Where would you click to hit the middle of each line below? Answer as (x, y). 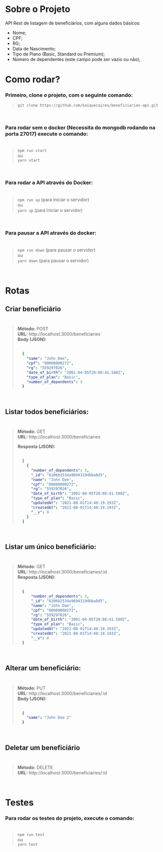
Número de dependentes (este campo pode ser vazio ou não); (76, 59)
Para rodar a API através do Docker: (49, 182)
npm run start (32, 150)
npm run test (31, 835)
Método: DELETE (35, 767)
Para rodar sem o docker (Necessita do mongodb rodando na (80, 127)
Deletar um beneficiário (43, 748)
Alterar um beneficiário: (43, 668)
